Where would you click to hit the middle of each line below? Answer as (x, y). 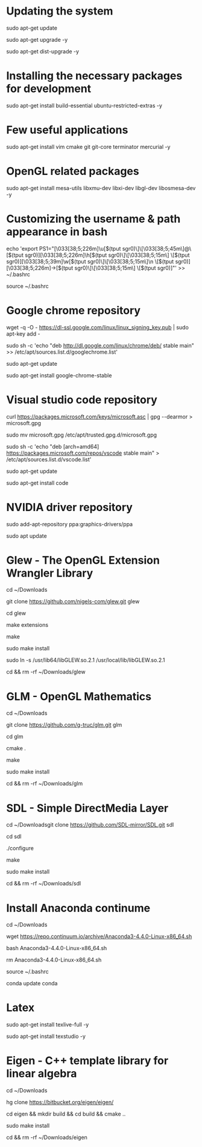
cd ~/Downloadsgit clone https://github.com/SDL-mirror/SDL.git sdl (90, 825)
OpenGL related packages (73, 171)
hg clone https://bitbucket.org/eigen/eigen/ (60, 1102)
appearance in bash (57, 232)
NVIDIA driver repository (69, 507)
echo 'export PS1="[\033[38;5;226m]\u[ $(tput (64, 248)
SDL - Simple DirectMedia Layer (87, 808)
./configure (20, 848)
